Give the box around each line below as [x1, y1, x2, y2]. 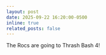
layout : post [6, 8, 39, 15]
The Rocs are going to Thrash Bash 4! [6, 42, 101, 49]
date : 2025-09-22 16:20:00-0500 [6, 14, 87, 20]
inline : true [6, 20, 39, 26]
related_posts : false [6, 25, 61, 32]
